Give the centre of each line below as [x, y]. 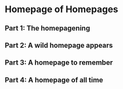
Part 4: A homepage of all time [54, 80]
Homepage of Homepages [61, 9]
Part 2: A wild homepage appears [59, 45]
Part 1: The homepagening [47, 28]
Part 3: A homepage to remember [59, 63]
